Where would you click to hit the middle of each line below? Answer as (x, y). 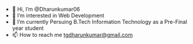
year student (28, 28)
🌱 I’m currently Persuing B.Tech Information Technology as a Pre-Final (100, 22)
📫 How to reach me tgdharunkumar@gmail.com (72, 35)
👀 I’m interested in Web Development (58, 15)
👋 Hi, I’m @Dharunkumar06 (46, 9)
